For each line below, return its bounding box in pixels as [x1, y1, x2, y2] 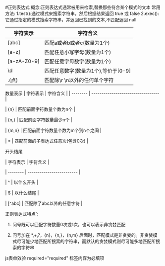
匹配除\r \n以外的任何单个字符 [44, 77, 114, 84]
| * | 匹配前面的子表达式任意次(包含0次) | [5, 138, 88, 144]
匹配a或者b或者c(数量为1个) [44, 39, 110, 46]
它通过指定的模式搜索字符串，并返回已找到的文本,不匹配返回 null [5, 17, 137, 22]
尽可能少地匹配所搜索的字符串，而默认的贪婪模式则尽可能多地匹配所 [16, 238, 156, 244]
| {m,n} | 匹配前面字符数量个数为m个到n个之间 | [5, 127, 102, 133]
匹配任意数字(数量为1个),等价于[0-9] [44, 68, 131, 74]
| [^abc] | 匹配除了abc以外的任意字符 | [5, 200, 83, 206]
